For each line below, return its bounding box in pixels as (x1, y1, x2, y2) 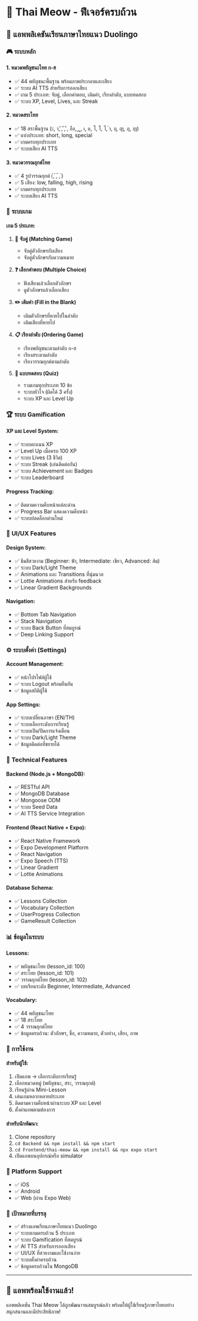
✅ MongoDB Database (14, 790, 70, 797)
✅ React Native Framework (14, 837, 81, 844)
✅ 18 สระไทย (14, 1016, 42, 1024)
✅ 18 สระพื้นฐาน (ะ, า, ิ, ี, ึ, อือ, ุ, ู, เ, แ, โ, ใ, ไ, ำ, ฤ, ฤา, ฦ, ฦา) (14, 125, 139, 132)
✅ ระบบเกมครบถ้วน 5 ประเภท (14, 1229, 75, 1237)
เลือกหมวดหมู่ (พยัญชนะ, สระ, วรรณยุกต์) (14, 1079, 96, 1086)
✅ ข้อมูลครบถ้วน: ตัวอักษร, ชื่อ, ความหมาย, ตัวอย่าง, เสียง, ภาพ (14, 1030, 138, 1037)
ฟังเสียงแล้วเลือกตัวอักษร (23, 280, 72, 287)
